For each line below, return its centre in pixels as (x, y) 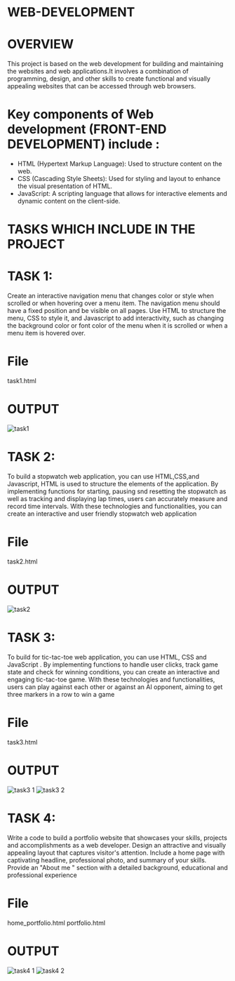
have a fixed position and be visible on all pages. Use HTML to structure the (117, 311)
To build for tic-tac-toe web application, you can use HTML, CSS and (107, 657)
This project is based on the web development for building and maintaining (115, 64)
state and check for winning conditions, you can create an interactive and (113, 672)
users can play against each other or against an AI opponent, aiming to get (115, 687)
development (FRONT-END (87, 129)
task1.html (22, 381)
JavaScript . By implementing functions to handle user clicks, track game (113, 665)
